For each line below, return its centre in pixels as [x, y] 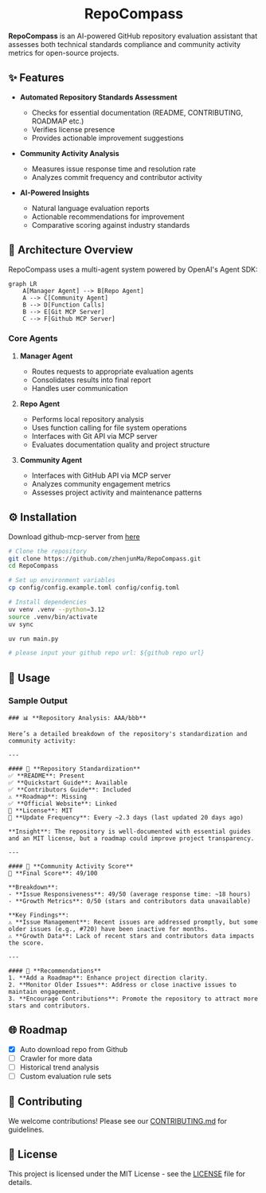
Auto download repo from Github [74, 1049]
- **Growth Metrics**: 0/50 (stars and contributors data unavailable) [129, 901]
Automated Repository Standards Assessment [98, 97]
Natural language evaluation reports [90, 208]
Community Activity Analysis [69, 153]
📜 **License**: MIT [41, 810]
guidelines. [26, 1129]
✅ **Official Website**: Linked [63, 804]
